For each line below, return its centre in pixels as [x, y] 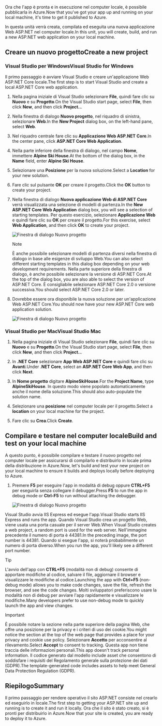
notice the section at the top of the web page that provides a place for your [80, 634]
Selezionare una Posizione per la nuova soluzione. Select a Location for [83, 170]
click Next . [23, 371]
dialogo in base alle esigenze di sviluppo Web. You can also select [77, 258]
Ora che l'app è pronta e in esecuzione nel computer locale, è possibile [76, 7]
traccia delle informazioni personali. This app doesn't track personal [72, 650]
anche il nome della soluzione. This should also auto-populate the [77, 391]
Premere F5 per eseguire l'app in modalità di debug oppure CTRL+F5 [81, 485]
